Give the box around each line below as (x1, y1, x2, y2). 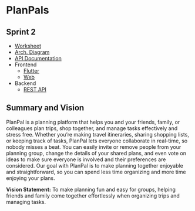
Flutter (23, 67, 39, 74)
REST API (23, 86, 47, 93)
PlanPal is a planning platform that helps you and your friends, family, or (6, 118, 180, 125)
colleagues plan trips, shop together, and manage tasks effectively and (6, 124, 178, 132)
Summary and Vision (6, 103, 85, 113)
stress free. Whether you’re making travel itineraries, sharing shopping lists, (6, 131, 190, 138)
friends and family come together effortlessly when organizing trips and (6, 192, 180, 199)
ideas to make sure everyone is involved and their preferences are (6, 156, 166, 163)
